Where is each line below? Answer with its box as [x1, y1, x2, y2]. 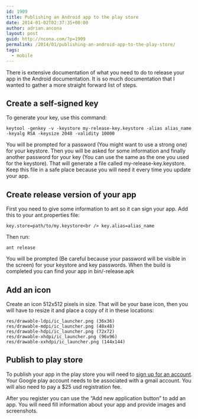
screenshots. [6, 407, 38, 414]
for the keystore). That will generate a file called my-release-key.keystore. [6, 160, 186, 167]
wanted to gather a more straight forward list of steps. [6, 81, 138, 89]
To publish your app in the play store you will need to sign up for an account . [6, 371, 193, 378]
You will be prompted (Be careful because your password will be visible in [6, 255, 186, 262]
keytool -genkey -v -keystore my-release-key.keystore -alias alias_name [6, 125, 192, 132]
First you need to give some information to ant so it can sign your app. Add [6, 205, 188, 213]
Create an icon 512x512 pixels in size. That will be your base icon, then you [6, 301, 188, 308]
